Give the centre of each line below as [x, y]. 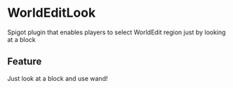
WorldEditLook [52, 13]
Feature [25, 62]
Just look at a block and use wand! [58, 78]
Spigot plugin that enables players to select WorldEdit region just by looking [116, 32]
